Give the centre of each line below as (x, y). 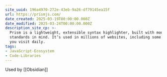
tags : (11, 46)
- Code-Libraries (23, 56)
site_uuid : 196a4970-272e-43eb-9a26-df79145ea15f (58, 10)
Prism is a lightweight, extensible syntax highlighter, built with (82, 33)
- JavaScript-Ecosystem (30, 51)
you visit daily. (28, 42)
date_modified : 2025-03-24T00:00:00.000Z (49, 23)
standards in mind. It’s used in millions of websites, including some (85, 38)
